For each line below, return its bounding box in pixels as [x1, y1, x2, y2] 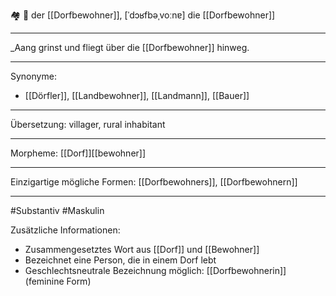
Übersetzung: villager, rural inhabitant [10, 119, 166, 130]
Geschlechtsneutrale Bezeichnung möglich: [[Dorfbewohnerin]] [24, 265, 287, 276]
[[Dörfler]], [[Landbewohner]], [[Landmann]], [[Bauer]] [24, 90, 250, 101]
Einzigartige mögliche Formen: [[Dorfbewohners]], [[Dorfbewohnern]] [10, 176, 298, 188]
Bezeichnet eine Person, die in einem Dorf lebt [24, 254, 217, 266]
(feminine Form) [24, 275, 92, 287]
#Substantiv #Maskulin [10, 205, 105, 216]
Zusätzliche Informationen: [10, 224, 121, 236]
